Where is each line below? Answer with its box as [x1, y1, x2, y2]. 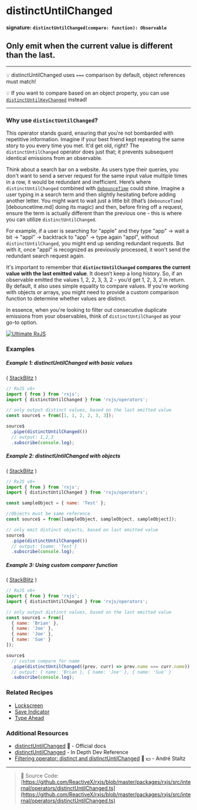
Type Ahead [14, 714, 45, 721]
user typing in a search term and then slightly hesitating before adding [6, 191, 176, 198]
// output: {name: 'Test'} [11, 543, 77, 549]
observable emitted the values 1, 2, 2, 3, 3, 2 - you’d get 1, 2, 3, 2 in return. [6, 276, 186, 283]
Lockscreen [14, 702, 43, 709]
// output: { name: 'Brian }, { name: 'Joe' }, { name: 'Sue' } [11, 669, 172, 675]
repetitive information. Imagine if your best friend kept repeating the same [6, 135, 185, 142]
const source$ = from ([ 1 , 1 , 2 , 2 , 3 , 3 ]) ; [6, 413, 114, 419]
